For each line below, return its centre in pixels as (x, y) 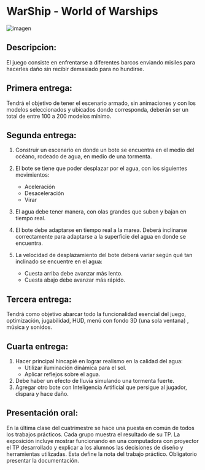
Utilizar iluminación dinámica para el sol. (75, 368)
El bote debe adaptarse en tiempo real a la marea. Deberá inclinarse (101, 230)
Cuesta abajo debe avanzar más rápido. (75, 280)
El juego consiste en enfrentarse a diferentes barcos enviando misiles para (101, 62)
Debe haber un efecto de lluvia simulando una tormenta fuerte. (95, 381)
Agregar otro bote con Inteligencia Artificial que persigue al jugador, (101, 387)
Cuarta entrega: (37, 346)
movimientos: (32, 175)
